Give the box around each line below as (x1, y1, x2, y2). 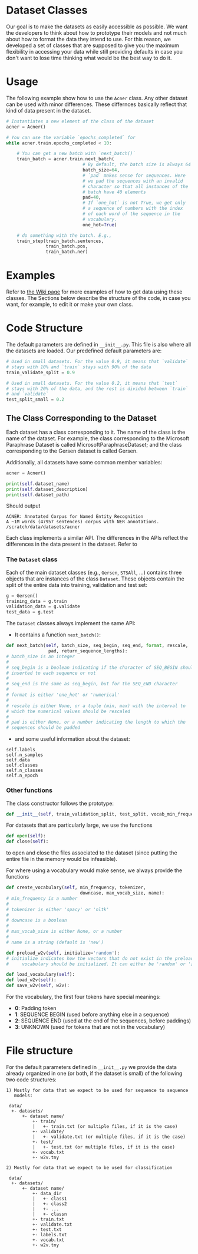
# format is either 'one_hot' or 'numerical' (6, 692, 120, 698)
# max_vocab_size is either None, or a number (6, 929, 123, 935)
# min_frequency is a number (6, 895, 78, 902)
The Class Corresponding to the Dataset (6, 413, 157, 423)
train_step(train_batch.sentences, (16, 238, 104, 244)
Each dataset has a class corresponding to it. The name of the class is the (6, 428, 186, 435)
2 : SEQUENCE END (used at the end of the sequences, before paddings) (14, 1017, 192, 1024)
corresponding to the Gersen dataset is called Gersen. (6, 447, 138, 454)
